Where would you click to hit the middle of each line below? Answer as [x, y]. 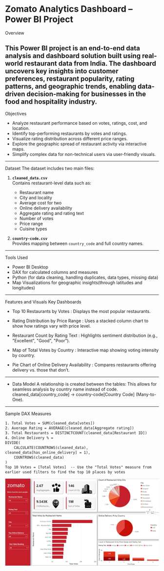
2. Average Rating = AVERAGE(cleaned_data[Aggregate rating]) [70, 428]
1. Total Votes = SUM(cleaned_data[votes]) [50, 423]
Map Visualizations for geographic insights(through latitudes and [77, 283]
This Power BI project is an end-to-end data [72, 48]
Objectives [16, 113]
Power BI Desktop [30, 267]
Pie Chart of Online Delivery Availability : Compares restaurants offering [84, 365]
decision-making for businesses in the [86, 94]
